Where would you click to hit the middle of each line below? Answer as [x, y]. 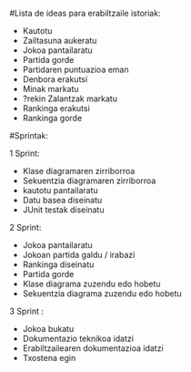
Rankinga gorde [52, 118]
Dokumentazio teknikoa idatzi [78, 338]
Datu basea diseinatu [62, 200]
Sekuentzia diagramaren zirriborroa [89, 181]
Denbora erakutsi [55, 79]
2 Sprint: [25, 227]
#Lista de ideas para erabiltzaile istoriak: [85, 13]
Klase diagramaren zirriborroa [79, 171]
